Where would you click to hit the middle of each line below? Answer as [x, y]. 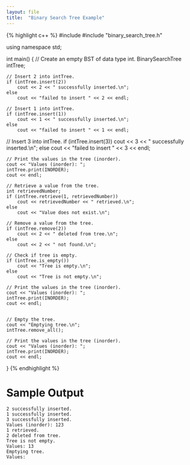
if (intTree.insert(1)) [37, 114]
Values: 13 [20, 447]
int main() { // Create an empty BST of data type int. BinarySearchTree [94, 59]
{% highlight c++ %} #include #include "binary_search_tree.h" [84, 35]
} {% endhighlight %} [33, 368]
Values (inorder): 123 [35, 425]
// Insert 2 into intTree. [40, 76]
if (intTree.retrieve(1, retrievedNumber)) [62, 196]
